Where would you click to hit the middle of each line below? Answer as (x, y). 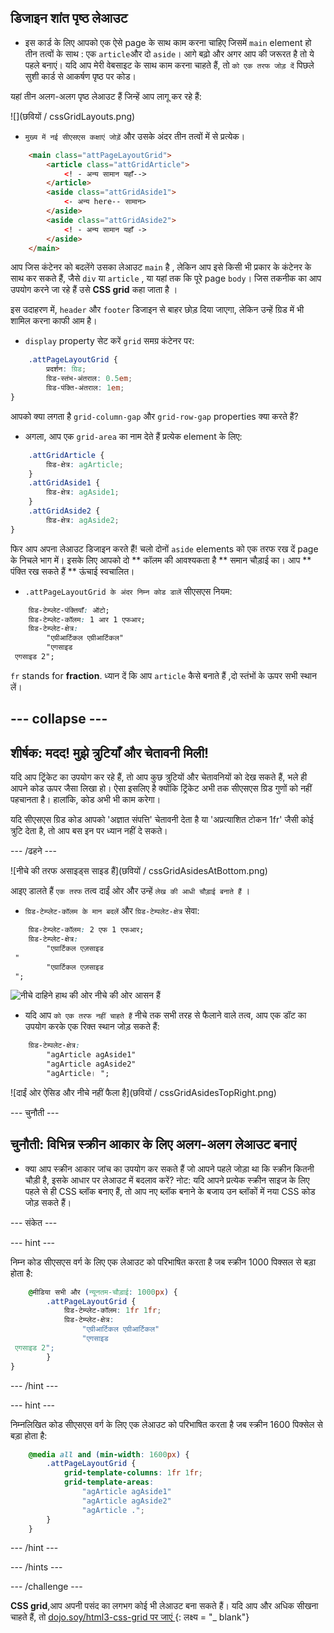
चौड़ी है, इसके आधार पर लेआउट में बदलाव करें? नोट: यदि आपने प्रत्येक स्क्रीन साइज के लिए (167, 1180)
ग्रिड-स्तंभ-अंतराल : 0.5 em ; (89, 379)
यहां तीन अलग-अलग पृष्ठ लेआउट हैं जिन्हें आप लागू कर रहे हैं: (106, 96)
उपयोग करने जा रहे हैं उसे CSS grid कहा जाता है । (94, 290)
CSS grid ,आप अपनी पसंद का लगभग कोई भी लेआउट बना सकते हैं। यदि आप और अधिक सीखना (164, 1606)
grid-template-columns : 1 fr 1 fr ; (133, 1473)
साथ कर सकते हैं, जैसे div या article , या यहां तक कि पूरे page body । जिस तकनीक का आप (166, 278)
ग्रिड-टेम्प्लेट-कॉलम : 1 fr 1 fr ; (112, 1311)
